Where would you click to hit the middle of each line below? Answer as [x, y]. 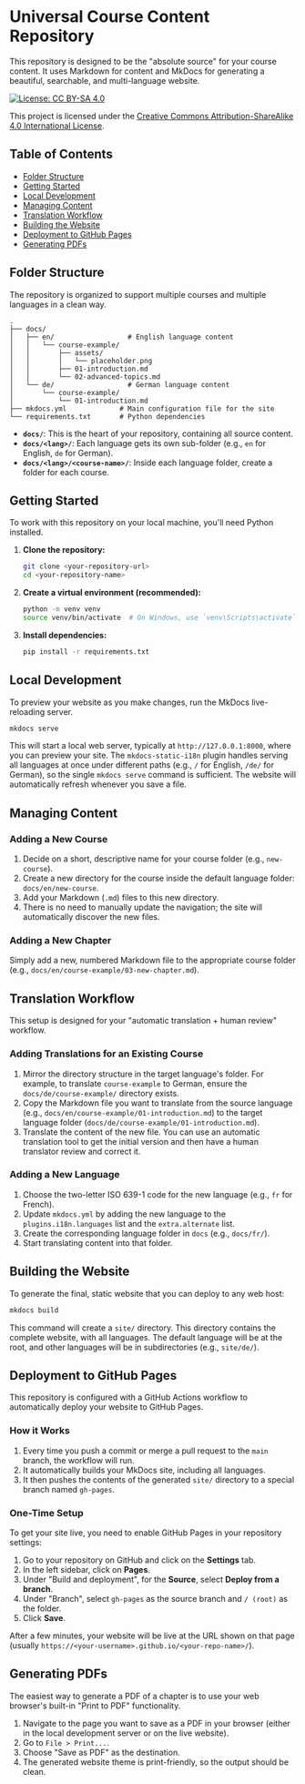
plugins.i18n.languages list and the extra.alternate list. [128, 1223]
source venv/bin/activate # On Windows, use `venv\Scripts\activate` [159, 617]
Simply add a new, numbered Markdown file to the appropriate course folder [152, 960]
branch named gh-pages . [69, 1489]
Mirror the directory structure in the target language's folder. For [143, 1074]
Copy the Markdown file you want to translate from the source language [158, 1103]
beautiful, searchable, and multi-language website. [105, 80]
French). [38, 1204]
